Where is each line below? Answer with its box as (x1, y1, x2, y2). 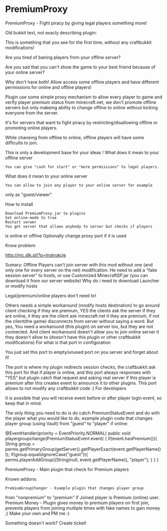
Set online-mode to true (5, 215, 57, 220)
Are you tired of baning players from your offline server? (5, 54, 121, 60)
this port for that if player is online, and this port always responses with (5, 369, 151, 375)
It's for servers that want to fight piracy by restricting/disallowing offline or (5, 119, 158, 125)
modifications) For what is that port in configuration (5, 339, 111, 345)
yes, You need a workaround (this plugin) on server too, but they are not (5, 323, 154, 329)
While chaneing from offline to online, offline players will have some (5, 134, 145, 140)
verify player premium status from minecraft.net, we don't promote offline (5, 99, 157, 105)
